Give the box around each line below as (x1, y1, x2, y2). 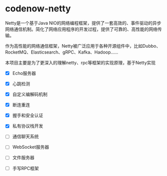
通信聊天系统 (12, 133, 39, 139)
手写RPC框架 (12, 165, 39, 171)
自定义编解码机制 (12, 91, 48, 97)
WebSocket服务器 (12, 144, 50, 150)
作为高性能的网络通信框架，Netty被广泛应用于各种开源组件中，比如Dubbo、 (5, 43, 161, 49)
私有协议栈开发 (12, 123, 43, 129)
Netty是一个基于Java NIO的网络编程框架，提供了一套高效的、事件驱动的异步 (5, 20, 162, 26)
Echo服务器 (12, 70, 36, 76)
